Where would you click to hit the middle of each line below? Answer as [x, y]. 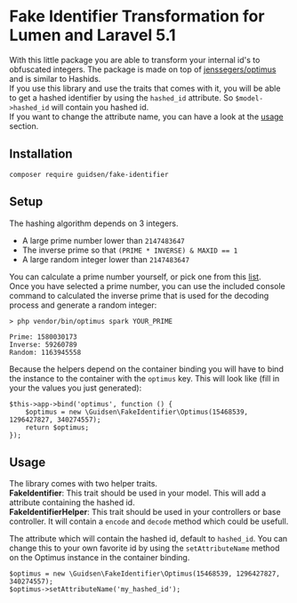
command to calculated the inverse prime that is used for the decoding [139, 295]
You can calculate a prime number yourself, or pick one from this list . [135, 277]
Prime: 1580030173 [43, 337]
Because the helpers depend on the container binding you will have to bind [147, 369]
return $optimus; [57, 427]
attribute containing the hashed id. [72, 502]
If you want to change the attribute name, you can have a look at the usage [147, 117]
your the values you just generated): [76, 388]
